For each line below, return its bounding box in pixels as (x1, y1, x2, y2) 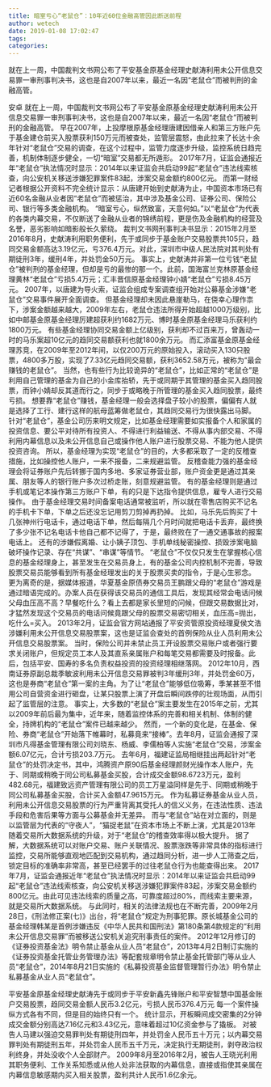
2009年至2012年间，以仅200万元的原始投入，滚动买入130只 (43, 345, 244, 355)
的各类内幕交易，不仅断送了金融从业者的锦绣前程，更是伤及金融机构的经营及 (8, 214, 263, 223)
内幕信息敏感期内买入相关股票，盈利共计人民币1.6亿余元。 (8, 1070, 202, 1080)
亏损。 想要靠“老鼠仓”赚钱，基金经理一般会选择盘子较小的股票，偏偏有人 (8, 395, 250, 405)
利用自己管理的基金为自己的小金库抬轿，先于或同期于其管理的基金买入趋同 (8, 375, 256, 385)
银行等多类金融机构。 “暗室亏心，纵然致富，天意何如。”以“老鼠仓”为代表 (22, 204, 260, 214)
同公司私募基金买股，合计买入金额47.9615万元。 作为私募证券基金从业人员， (8, 790, 262, 800)
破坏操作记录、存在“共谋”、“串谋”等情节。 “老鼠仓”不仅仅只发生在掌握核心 (8, 548, 256, 557)
